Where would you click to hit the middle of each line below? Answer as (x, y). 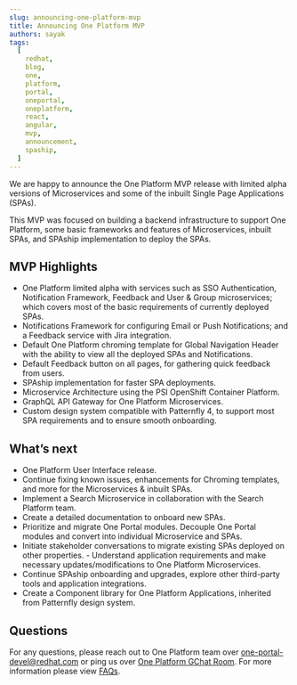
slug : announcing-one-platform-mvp (75, 17)
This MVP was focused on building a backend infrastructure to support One (148, 220)
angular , (41, 126)
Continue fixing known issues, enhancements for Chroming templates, (151, 480)
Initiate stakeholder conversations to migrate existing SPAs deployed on (153, 546)
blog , (36, 68)
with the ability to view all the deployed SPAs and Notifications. (137, 355)
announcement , (51, 142)
